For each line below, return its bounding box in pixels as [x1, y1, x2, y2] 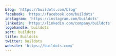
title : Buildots [5, 35, 38, 39]
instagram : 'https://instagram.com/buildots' [5, 16, 99, 21]
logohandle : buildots [5, 25, 49, 30]
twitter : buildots [5, 39, 42, 44]
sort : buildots [5, 30, 36, 35]
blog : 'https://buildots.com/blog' [5, 7, 77, 12]
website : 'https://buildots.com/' [5, 43, 76, 48]
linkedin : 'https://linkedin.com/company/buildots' [5, 20, 112, 26]
